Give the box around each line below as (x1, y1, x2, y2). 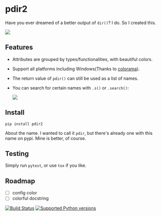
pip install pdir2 (5, 122, 43, 126)
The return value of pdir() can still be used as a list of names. (12, 75, 139, 81)
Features (5, 43, 33, 52)
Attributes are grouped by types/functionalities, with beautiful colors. (12, 56, 153, 62)
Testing (5, 149, 29, 158)
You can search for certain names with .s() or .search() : (12, 85, 129, 91)
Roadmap (5, 177, 36, 185)
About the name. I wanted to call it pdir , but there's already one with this (5, 130, 153, 136)
